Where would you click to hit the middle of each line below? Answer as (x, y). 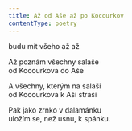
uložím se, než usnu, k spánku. (60, 118)
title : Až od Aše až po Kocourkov (66, 16)
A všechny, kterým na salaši (55, 86)
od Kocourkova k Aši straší (53, 94)
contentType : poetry (43, 23)
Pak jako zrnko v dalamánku (55, 110)
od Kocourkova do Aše (46, 70)
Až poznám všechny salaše (54, 62)
